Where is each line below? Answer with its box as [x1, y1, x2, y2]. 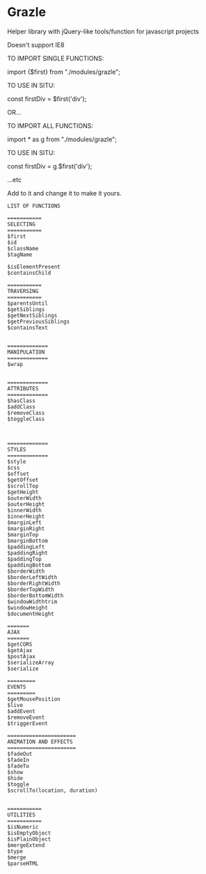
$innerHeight [7, 513, 45, 520]
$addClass [7, 403, 36, 411]
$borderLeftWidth [7, 573, 58, 581]
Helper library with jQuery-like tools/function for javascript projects [7, 27, 200, 35]
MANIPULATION [7, 349, 45, 356]
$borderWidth [7, 568, 45, 575]
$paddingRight [7, 549, 49, 557]
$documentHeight [7, 610, 54, 617]
